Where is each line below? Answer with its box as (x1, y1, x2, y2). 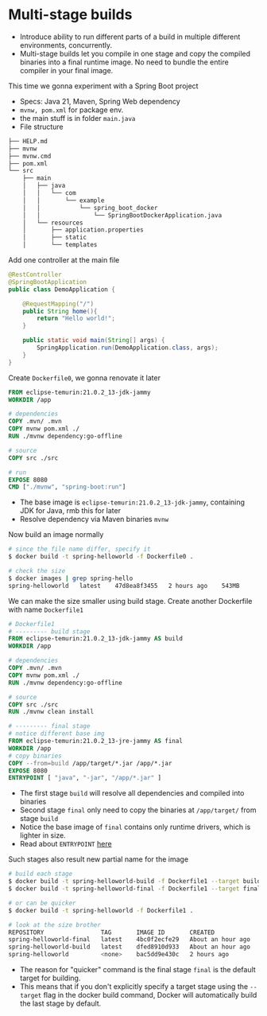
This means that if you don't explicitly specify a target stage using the (19, 982, 249, 991)
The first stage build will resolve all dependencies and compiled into (19, 788, 245, 798)
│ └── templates (22, 241, 98, 249)
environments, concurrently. (19, 40, 113, 49)
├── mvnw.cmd (8, 152, 52, 160)
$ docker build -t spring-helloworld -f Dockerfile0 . (8, 553, 194, 561)
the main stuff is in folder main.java (19, 113, 136, 123)
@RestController (8, 271, 62, 279)
